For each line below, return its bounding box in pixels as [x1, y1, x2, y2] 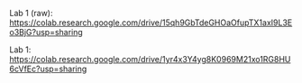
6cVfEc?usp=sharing [9, 63, 87, 74]
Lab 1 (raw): [9, 8, 53, 18]
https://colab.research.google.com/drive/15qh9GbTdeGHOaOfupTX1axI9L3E [9, 17, 293, 28]
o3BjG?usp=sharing [9, 27, 83, 37]
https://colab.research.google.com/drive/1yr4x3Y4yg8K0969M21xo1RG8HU [9, 54, 291, 64]
